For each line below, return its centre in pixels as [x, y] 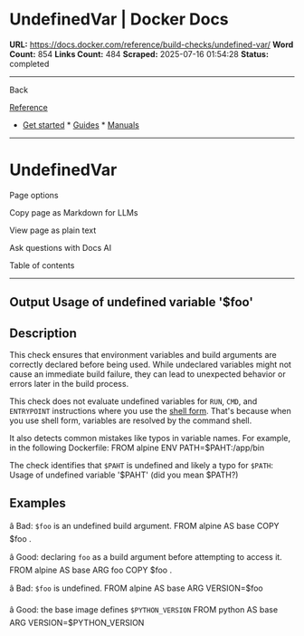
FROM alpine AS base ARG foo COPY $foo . [91, 570]
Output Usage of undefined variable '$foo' [131, 302]
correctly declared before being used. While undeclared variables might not [151, 365]
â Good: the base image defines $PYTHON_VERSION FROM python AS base [144, 609]
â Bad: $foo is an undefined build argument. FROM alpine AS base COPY [144, 525]
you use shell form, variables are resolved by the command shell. [131, 420]
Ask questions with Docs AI [60, 247]
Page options [34, 195]
